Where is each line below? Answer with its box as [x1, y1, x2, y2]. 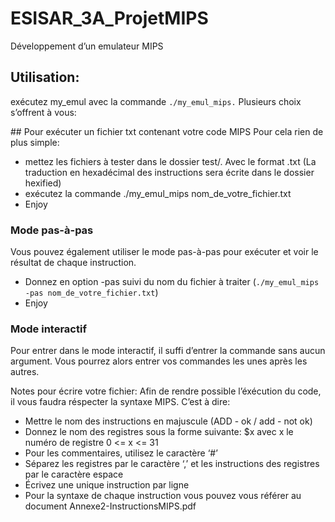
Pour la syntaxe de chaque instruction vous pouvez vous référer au [24, 490, 302, 502]
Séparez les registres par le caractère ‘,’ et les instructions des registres [24, 458, 320, 470]
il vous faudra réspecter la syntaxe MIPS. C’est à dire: [10, 396, 231, 408]
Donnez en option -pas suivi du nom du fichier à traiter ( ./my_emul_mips [24, 276, 320, 288]
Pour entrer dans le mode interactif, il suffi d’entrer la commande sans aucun [10, 345, 326, 357]
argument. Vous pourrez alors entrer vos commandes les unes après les [10, 355, 308, 367]
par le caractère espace [24, 468, 124, 481]
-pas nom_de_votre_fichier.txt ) [24, 287, 159, 299]
